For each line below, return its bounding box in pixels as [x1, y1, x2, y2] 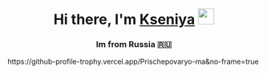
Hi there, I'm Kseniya [53, 10, 196, 29]
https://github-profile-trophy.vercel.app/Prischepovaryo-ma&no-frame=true [7, 56, 259, 67]
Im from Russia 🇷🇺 [95, 39, 172, 50]
